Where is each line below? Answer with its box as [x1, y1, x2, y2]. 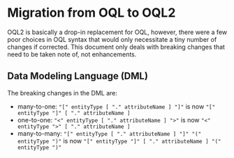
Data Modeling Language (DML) [7, 70, 149, 82]
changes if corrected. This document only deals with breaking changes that [7, 42, 226, 51]
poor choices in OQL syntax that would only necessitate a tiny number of [7, 35, 217, 43]
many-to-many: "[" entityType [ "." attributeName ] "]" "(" [17, 129, 202, 137]
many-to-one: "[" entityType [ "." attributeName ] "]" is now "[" [17, 102, 216, 111]
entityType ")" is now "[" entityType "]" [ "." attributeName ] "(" [17, 136, 221, 145]
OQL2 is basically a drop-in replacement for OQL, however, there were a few [7, 28, 228, 36]
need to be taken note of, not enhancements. [7, 50, 137, 58]
